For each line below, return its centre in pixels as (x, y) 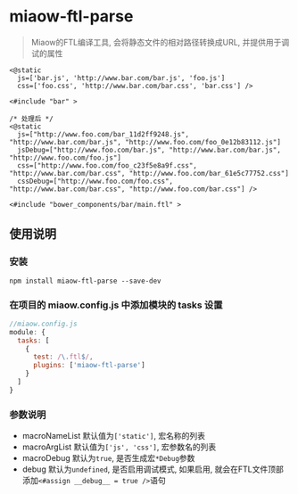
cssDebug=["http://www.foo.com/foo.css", (95, 181)
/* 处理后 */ (31, 119)
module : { (28, 332)
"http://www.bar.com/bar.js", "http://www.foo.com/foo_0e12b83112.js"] (145, 142)
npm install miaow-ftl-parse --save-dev (86, 281)
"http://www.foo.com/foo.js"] (66, 158)
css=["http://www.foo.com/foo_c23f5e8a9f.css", (108, 165)
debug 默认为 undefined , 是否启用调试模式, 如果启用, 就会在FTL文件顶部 (153, 469)
